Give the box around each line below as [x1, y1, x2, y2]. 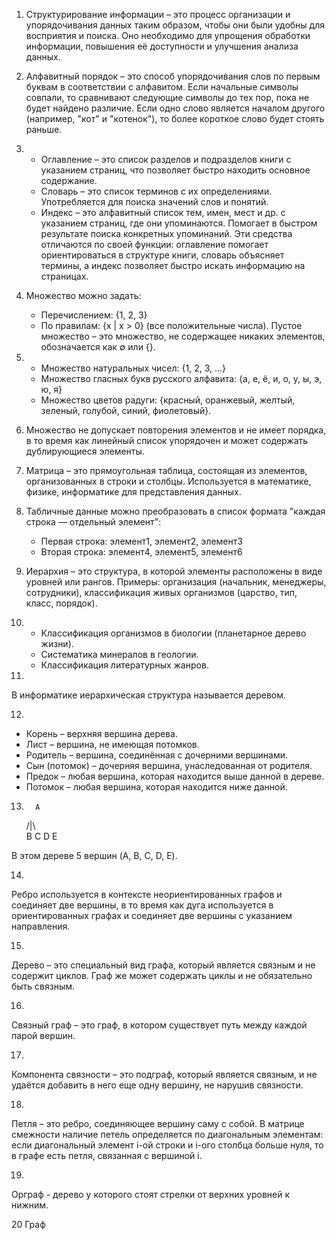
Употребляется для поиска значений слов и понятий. [40, 196, 269, 208]
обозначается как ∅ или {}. [40, 341, 156, 353]
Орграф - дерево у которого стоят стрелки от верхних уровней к [11, 1189, 291, 1200]
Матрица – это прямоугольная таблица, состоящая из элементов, [25, 465, 308, 476]
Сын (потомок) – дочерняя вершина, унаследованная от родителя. [25, 760, 313, 771]
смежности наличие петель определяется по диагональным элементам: [11, 1129, 324, 1140]
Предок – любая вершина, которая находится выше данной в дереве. [25, 770, 325, 782]
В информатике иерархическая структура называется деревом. [11, 689, 287, 701]
